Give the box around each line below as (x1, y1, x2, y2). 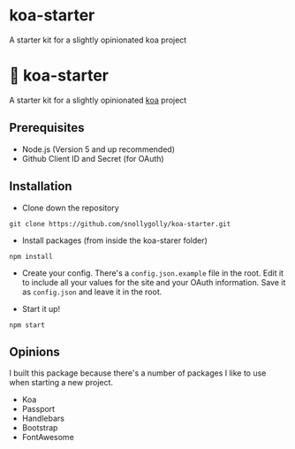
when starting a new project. (9, 377, 113, 388)
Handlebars (21, 413, 64, 424)
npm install (9, 252, 53, 261)
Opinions (9, 344, 60, 359)
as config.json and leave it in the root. (21, 286, 163, 297)
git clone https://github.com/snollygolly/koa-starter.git (9, 219, 231, 228)
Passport (21, 404, 56, 415)
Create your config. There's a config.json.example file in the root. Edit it (21, 267, 284, 278)
